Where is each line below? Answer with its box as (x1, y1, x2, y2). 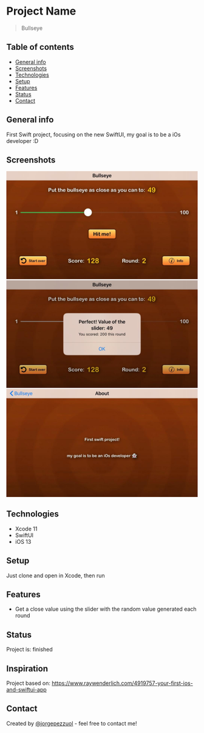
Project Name (6, 4, 76, 18)
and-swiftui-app (6, 686, 47, 693)
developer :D (6, 137, 39, 144)
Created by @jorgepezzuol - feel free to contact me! (6, 720, 137, 727)
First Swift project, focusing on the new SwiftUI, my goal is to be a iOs (6, 131, 181, 138)
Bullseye (21, 24, 43, 32)
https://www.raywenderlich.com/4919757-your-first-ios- (51, 679, 193, 687)
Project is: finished (6, 646, 53, 653)
